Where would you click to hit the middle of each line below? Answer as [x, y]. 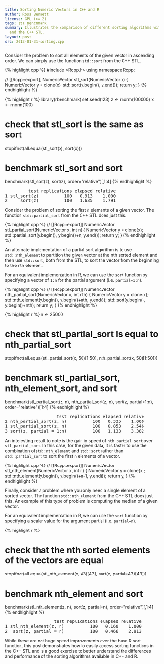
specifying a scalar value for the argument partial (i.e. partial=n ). [71, 521]
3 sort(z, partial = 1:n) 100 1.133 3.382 [75, 431]
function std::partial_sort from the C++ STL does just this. [66, 215]
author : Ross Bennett [27, 14]
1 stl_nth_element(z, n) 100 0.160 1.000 [73, 627]
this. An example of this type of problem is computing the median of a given [81, 501]
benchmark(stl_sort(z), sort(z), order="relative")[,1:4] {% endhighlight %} [79, 181]
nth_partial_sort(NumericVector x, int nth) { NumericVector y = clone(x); [77, 294]
